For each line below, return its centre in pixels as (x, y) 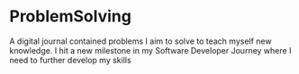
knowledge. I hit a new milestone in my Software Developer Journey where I (150, 50)
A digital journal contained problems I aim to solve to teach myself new (140, 41)
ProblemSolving (71, 16)
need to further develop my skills (71, 60)
